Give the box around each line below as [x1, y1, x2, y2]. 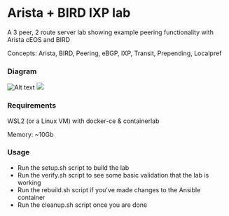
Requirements [7, 101, 57, 110]
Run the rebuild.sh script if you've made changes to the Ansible [17, 185, 201, 194]
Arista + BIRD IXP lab [7, 5, 131, 21]
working [17, 178, 41, 187]
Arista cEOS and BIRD [7, 35, 71, 43]
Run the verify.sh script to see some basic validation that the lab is [17, 171, 209, 179]
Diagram [7, 66, 37, 76]
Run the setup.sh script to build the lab [17, 163, 130, 172]
